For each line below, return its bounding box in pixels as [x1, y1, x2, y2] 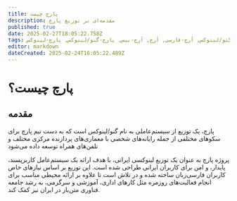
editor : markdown [8, 43, 59, 50]
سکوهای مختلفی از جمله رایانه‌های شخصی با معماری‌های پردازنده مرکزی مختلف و [8, 134, 221, 142]
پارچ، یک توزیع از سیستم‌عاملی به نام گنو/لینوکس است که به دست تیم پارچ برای [8, 126, 214, 135]
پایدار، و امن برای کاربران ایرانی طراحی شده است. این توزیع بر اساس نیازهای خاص [8, 163, 226, 171]
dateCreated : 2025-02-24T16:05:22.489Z [8, 50, 125, 57]
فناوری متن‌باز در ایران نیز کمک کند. [8, 185, 101, 194]
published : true [8, 23, 56, 30]
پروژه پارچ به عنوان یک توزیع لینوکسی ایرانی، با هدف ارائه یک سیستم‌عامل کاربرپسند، [8, 155, 230, 164]
